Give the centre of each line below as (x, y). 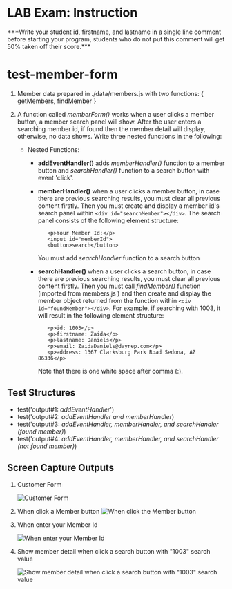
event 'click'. (56, 177)
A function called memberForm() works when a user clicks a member (116, 114)
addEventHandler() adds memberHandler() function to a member (131, 163)
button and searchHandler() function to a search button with (124, 170)
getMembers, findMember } (57, 101)
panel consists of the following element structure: (108, 220)
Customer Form (39, 484)
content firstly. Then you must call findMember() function (119, 286)
